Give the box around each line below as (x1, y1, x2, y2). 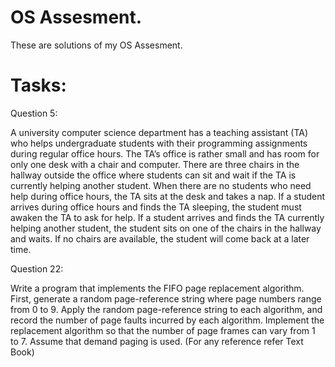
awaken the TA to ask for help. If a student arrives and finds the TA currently (10, 211, 325, 223)
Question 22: (10, 262, 64, 275)
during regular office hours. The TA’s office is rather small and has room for (10, 147, 320, 160)
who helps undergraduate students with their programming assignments (10, 137, 308, 149)
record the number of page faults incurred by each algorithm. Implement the (10, 314, 325, 326)
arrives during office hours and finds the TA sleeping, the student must (10, 201, 302, 213)
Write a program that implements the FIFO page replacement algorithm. (10, 282, 305, 294)
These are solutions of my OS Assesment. (10, 39, 183, 51)
